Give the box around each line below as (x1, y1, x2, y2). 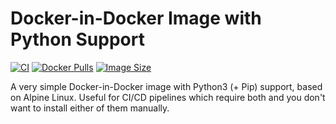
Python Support (10, 28, 145, 51)
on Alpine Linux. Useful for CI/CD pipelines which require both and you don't (10, 91, 326, 103)
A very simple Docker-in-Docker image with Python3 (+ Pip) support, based (10, 80, 323, 92)
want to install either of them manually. (10, 102, 170, 114)
